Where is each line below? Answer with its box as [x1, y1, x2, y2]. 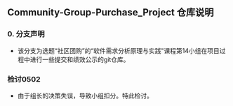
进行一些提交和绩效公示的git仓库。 [29, 55, 130, 63]
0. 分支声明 [7, 29, 45, 39]
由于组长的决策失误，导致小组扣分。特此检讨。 [17, 91, 153, 100]
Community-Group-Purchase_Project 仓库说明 [7, 6, 214, 19]
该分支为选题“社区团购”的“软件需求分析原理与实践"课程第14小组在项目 [17, 46, 220, 54]
